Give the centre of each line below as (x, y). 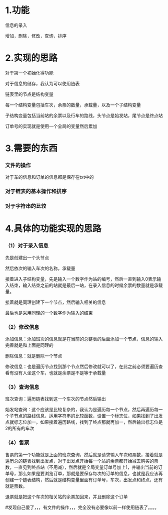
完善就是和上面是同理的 (29, 345)
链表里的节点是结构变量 (29, 94)
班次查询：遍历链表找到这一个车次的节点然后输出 (55, 399)
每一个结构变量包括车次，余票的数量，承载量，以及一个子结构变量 (73, 105)
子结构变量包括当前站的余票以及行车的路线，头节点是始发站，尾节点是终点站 (84, 115)
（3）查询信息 (22, 387)
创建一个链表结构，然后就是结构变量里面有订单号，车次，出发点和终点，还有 (84, 479)
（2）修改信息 (22, 327)
